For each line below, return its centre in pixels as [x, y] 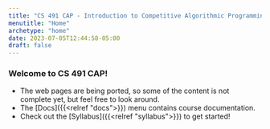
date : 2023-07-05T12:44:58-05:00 [64, 38]
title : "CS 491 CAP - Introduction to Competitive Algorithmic [117, 16]
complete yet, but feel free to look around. [90, 99]
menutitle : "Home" [39, 23]
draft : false [30, 46]
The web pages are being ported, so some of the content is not [125, 91]
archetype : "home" [39, 30]
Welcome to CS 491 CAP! [58, 74]
